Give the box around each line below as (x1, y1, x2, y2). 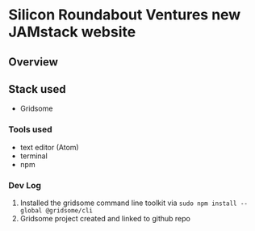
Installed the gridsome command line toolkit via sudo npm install (19, 198, 237, 208)
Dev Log (8, 179, 42, 191)
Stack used (8, 82, 66, 96)
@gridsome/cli (45, 206, 93, 215)
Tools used (8, 124, 52, 135)
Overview (8, 55, 59, 69)
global (19, 206, 43, 215)
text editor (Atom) (19, 142, 79, 152)
